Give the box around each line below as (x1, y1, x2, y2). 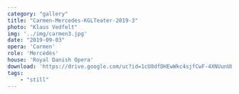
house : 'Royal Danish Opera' (7, 57, 94, 64)
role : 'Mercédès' (7, 50, 59, 57)
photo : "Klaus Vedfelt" (7, 23, 78, 30)
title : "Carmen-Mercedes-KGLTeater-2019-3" (7, 17, 139, 24)
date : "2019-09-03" (7, 37, 65, 44)
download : (7, 63, 37, 70)
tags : (7, 69, 23, 76)
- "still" (20, 76, 50, 83)
